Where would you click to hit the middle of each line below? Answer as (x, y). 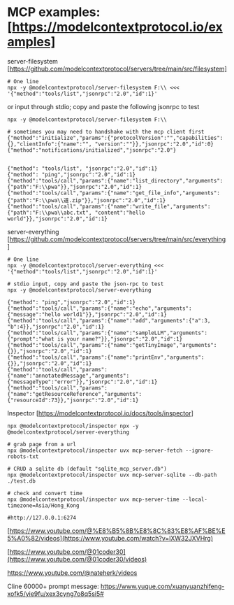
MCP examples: (54, 12)
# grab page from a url (42, 444)
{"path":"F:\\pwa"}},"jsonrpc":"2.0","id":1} (74, 187)
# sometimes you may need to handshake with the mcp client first (106, 131)
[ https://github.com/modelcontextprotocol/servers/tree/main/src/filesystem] (117, 69)
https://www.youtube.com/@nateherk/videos (72, 572)
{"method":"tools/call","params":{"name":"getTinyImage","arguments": (112, 345)
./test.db (22, 481)
